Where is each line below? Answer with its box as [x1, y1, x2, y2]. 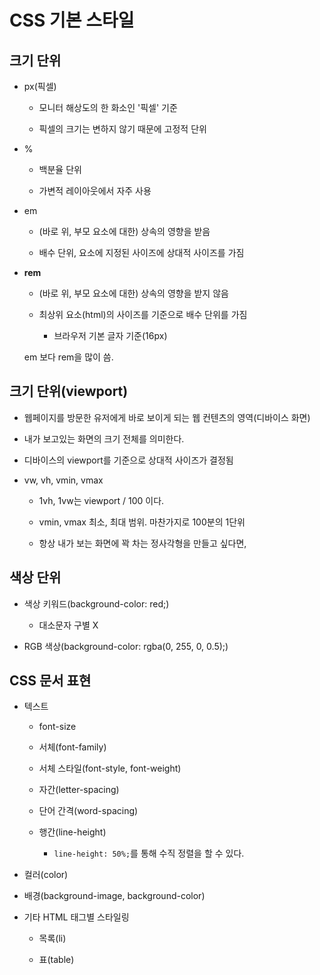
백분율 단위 [38, 164, 82, 175]
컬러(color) [23, 869, 69, 881]
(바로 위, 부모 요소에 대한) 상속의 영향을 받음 [38, 226, 211, 237]
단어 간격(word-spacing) [38, 805, 139, 817]
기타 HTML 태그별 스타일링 [23, 911, 130, 923]
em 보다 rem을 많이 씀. [23, 351, 114, 363]
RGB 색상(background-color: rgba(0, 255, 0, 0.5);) [23, 640, 229, 652]
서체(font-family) [38, 741, 107, 753]
